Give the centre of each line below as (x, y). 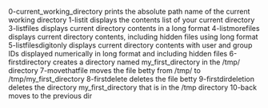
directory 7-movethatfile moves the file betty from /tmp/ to (105, 70)
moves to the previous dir (50, 96)
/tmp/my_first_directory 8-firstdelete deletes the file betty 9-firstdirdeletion (131, 79)
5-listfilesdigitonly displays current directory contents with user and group (130, 45)
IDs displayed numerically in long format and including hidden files (118, 54)
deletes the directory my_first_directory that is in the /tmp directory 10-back (133, 87)
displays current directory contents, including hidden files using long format (133, 37)
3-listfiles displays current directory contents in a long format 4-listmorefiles (134, 28)
